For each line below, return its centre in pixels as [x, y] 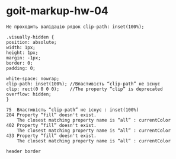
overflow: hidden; [29, 94]
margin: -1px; [24, 58]
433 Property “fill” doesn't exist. [51, 136]
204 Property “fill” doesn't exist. [51, 115]
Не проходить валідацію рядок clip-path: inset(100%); [75, 27]
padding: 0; [21, 68]
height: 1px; [22, 53]
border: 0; [20, 63]
